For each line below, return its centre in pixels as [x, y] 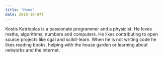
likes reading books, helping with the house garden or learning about [76, 44]
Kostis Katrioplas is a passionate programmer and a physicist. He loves [79, 28]
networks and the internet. [33, 50]
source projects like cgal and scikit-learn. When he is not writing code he [81, 39]
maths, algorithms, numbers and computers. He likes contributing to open [82, 34]
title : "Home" [20, 10]
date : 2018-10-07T [24, 14]
